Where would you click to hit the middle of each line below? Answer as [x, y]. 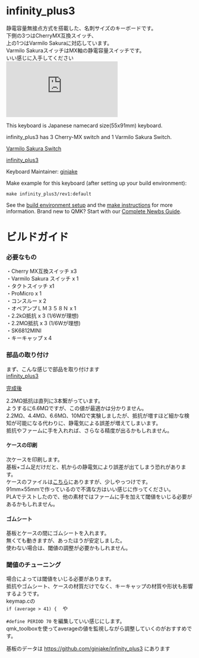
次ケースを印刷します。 [34, 459]
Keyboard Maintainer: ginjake [42, 171]
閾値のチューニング [34, 565]
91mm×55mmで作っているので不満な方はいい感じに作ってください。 [90, 489]
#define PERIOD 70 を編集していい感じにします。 [66, 621]
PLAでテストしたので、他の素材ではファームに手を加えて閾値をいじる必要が [99, 496]
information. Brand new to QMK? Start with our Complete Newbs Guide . [94, 211]
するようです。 [24, 594]
